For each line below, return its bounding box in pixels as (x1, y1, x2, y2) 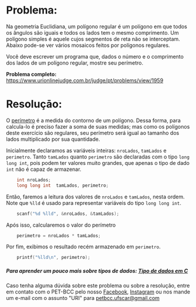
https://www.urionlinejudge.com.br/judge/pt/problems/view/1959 (6, 77, 164, 84)
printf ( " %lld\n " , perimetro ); (16, 255, 91, 261)
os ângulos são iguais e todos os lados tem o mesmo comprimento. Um (6, 29, 179, 36)
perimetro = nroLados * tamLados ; (16, 232, 101, 238)
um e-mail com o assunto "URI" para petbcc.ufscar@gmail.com (6, 295, 160, 302)
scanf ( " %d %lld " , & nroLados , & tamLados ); (16, 211, 120, 217)
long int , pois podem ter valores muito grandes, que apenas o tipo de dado (6, 159, 190, 166)
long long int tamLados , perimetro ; (16, 183, 109, 188)
